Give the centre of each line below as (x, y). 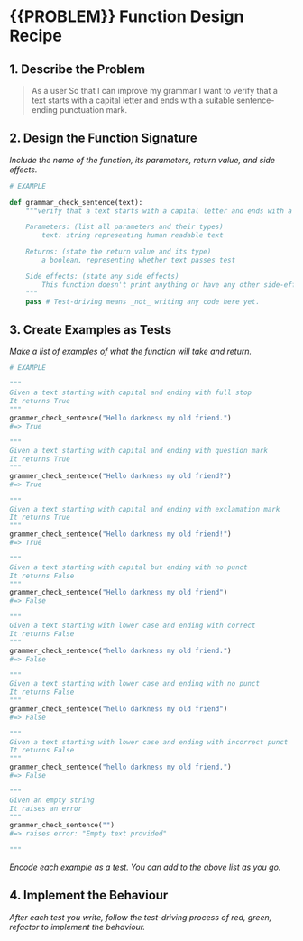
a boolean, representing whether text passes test (139, 260)
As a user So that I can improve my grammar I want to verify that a (154, 91)
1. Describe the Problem (78, 69)
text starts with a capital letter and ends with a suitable (133, 100)
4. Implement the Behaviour (89, 895)
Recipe (36, 36)
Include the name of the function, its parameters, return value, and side (142, 160)
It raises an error (46, 808)
